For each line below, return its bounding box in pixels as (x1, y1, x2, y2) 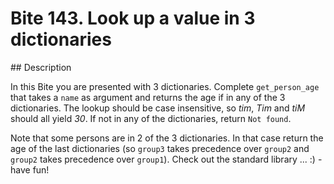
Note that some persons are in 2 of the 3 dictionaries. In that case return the (10, 132, 324, 144)
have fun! (10, 163, 50, 176)
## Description (10, 61, 72, 73)
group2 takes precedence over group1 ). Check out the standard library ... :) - (10, 153, 323, 165)
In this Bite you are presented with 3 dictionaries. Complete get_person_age (10, 80, 320, 92)
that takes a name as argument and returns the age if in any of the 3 (10, 91, 286, 103)
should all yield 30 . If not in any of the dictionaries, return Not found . (10, 112, 292, 124)
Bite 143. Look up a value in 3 (10, 7, 256, 30)
